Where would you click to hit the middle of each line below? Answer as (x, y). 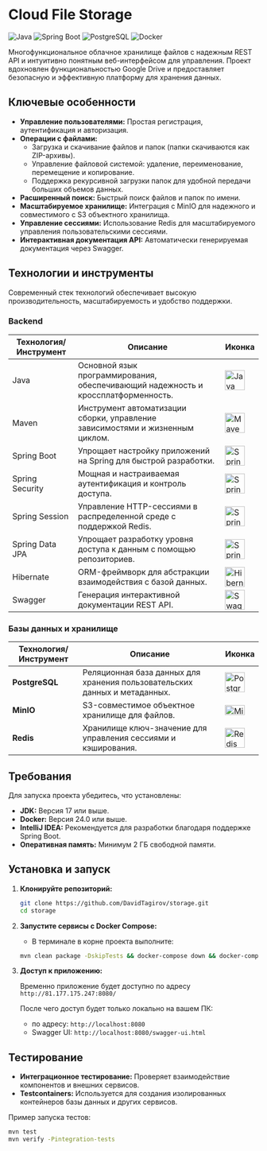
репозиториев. (106, 559)
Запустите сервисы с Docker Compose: (88, 926)
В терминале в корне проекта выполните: (103, 941)
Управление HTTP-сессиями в (138, 506)
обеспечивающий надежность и (141, 385)
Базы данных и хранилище (63, 628)
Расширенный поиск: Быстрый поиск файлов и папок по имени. (130, 197)
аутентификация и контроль (132, 483)
